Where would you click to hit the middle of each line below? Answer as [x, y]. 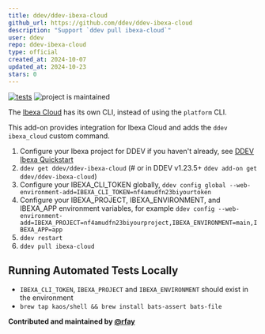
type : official [33, 52]
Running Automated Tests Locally [93, 270]
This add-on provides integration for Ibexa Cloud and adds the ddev [118, 127]
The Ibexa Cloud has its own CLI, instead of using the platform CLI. [117, 112]
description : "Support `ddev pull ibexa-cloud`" [90, 30]
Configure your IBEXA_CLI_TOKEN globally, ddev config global [123, 184]
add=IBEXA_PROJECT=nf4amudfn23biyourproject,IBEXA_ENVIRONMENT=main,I [138, 223]
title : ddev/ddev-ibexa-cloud [58, 15]
